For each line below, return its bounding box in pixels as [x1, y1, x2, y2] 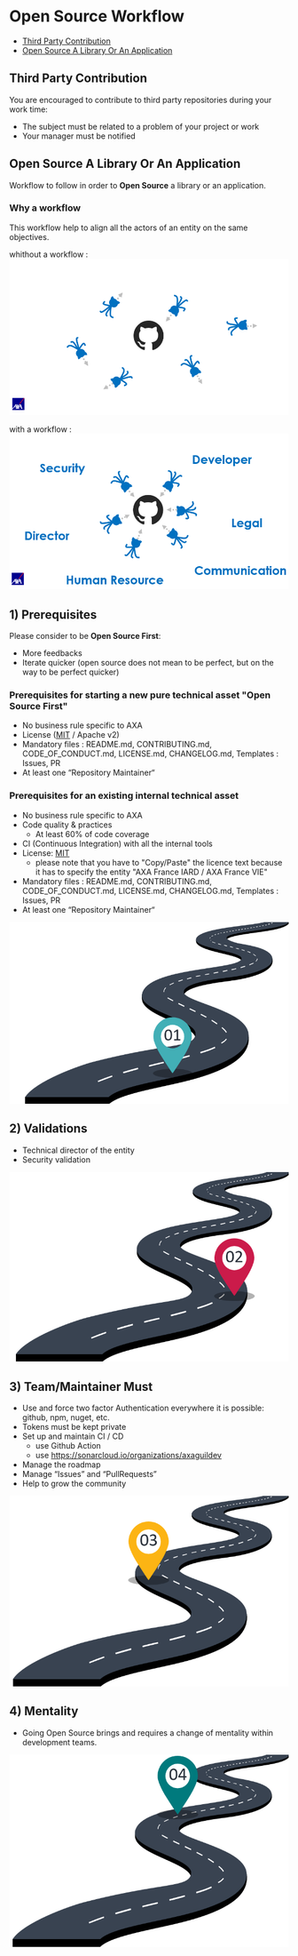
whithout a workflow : [9, 249, 89, 259]
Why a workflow [9, 202, 82, 214]
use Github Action [35, 1440, 102, 1450]
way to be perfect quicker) [21, 667, 120, 677]
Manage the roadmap [21, 1459, 101, 1470]
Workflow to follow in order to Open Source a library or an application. [9, 180, 266, 190]
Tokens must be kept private [21, 1421, 127, 1432]
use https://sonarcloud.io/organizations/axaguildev [35, 1449, 222, 1460]
